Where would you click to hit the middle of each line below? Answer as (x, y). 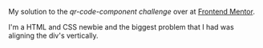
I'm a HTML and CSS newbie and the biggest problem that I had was (121, 27)
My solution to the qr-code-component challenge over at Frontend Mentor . (131, 12)
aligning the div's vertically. (53, 36)
